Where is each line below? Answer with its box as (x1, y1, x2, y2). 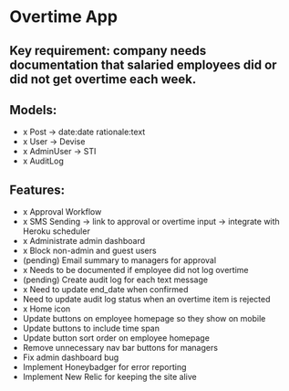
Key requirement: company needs (9, 43, 207, 58)
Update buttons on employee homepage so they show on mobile (22, 313, 266, 324)
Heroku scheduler (22, 226, 91, 237)
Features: (9, 182, 66, 197)
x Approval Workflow (22, 206, 102, 217)
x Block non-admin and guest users (22, 245, 157, 257)
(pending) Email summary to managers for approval (22, 255, 217, 266)
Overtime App (9, 6, 119, 27)
